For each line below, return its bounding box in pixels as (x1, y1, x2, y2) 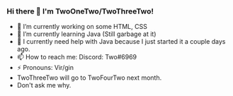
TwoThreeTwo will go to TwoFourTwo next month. (16, 73, 162, 82)
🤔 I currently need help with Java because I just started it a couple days (16, 37, 226, 46)
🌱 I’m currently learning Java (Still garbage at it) (16, 30, 157, 38)
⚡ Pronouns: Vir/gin (16, 64, 74, 72)
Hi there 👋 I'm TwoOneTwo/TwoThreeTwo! (6, 6, 154, 16)
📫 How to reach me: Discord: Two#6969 (16, 53, 137, 61)
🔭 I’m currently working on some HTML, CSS (16, 23, 148, 31)
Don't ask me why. (16, 81, 72, 90)
